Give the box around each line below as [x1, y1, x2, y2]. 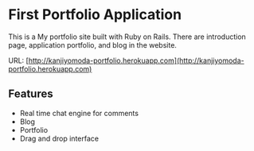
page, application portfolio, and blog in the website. [8, 40, 178, 49]
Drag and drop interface [19, 134, 100, 143]
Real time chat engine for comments [19, 108, 139, 118]
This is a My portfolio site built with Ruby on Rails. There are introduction [8, 32, 247, 41]
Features [8, 87, 53, 101]
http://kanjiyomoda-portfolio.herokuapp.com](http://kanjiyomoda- [28, 56, 244, 65]
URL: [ [8, 56, 29, 65]
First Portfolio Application [8, 6, 182, 24]
